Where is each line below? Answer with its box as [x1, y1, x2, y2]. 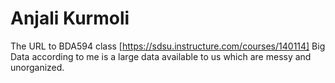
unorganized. [10, 61, 65, 73]
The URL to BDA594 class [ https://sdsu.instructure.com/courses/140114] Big [10, 40, 326, 52]
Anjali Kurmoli [10, 7, 130, 30]
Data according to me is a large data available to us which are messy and [10, 50, 312, 62]
